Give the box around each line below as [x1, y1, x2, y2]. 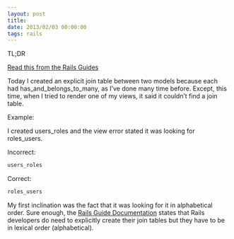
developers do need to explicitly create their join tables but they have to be [7, 216, 225, 224]
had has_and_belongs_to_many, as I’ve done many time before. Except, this [7, 84, 228, 93]
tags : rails [7, 30, 42, 37]
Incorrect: [7, 148, 36, 156]
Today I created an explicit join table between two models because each [7, 77, 218, 86]
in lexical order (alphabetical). [7, 223, 94, 232]
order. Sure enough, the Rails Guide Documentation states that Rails [7, 209, 205, 216]
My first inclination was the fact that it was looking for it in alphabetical [7, 201, 213, 209]
